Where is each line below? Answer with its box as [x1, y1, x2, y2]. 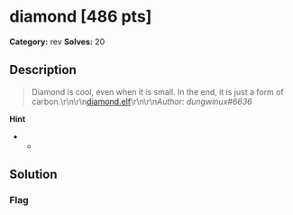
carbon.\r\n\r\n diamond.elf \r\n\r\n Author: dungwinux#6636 [31, 96, 252, 107]
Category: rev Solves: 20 [9, 36, 105, 47]
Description [9, 62, 77, 78]
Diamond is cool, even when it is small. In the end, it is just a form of [31, 86, 284, 97]
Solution [9, 167, 58, 182]
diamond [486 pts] [9, 6, 152, 27]
